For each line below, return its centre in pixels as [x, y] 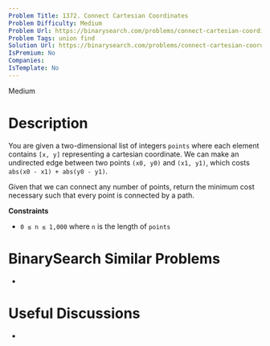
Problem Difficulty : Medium [55, 23]
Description [48, 123]
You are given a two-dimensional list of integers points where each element [134, 145]
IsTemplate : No [34, 68]
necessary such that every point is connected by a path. [102, 195]
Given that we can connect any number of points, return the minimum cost [131, 186]
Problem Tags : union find [51, 38]
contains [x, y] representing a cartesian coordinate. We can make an [124, 154]
